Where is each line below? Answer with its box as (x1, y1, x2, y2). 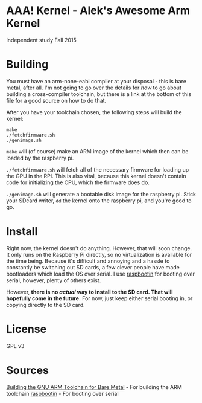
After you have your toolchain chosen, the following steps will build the (6, 108, 182, 115)
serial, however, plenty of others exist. (6, 276, 101, 284)
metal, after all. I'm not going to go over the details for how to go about (6, 84, 182, 91)
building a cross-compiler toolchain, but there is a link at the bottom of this (6, 90, 192, 97)
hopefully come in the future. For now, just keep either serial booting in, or (6, 294, 193, 302)
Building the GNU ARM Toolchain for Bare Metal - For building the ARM (6, 383, 182, 390)
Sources (6, 363, 49, 377)
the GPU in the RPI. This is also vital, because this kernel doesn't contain (6, 172, 186, 179)
